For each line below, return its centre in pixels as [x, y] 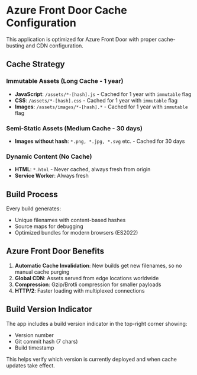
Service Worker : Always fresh [51, 176]
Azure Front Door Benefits [55, 251]
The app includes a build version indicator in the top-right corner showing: [97, 323]
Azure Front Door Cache [67, 10]
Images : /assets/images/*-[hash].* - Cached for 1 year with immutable [101, 107]
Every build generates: [33, 209]
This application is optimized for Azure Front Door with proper [81, 39]
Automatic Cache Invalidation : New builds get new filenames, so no [98, 265]
